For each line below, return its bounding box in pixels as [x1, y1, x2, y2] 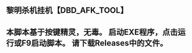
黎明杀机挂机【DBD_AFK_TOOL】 [6, 5, 128, 16]
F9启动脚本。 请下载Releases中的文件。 [21, 38, 168, 48]
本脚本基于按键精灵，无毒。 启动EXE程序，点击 [6, 27, 178, 37]
